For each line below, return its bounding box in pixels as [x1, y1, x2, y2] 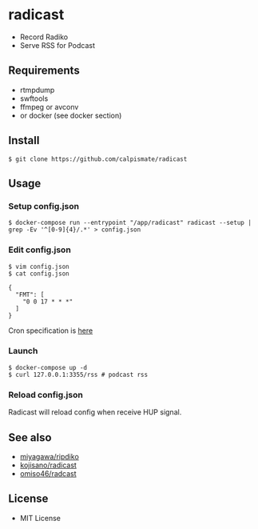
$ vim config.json [8, 262, 69, 271]
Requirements [8, 64, 80, 78]
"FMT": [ [15, 291, 45, 299]
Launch [8, 346, 38, 357]
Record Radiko [19, 32, 69, 42]
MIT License [19, 513, 62, 523]
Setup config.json [8, 200, 80, 211]
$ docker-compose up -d [8, 363, 88, 371]
